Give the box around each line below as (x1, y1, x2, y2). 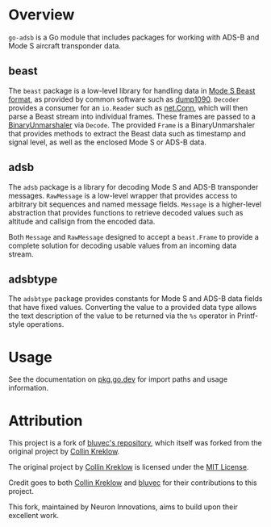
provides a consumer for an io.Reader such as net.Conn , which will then (8, 102, 248, 112)
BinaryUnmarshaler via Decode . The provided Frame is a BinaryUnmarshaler (8, 119, 256, 130)
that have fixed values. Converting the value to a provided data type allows (8, 303, 257, 312)
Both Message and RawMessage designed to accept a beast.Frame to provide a (8, 232, 260, 241)
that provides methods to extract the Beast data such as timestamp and (8, 128, 246, 138)
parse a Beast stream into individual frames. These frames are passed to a (8, 111, 256, 121)
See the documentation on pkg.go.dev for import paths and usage (8, 374, 228, 384)
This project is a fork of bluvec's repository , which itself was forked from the (8, 438, 262, 448)
